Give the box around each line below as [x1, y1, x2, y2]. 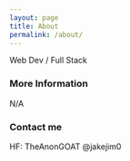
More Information [9, 78, 88, 90]
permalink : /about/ [9, 30, 84, 39]
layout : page [9, 13, 59, 23]
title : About [9, 22, 59, 31]
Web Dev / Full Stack [9, 55, 88, 66]
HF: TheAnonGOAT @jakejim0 [9, 141, 122, 152]
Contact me [9, 120, 63, 133]
